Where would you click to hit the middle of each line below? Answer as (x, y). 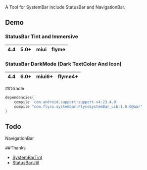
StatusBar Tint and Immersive (42, 36)
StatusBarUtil (26, 163)
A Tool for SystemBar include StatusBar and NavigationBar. (65, 7)
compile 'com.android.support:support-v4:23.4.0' (66, 102)
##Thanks (16, 148)
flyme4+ (68, 76)
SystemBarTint (27, 158)
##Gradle (15, 88)
